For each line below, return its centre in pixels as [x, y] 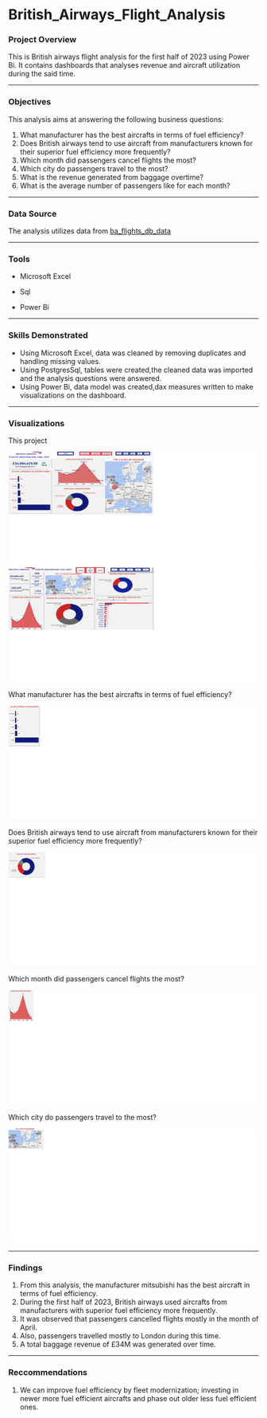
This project [28, 441]
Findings [25, 1268]
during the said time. [42, 74]
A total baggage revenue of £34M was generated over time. [118, 1345]
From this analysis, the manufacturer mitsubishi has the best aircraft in [135, 1285]
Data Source [33, 213]
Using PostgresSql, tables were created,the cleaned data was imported [136, 370]
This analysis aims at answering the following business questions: [116, 119]
